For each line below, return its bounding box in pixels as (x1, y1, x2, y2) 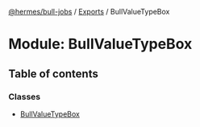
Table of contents (8, 67, 98, 80)
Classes (8, 91, 41, 102)
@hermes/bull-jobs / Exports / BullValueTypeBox (8, 7, 170, 16)
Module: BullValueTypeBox (8, 35, 193, 53)
